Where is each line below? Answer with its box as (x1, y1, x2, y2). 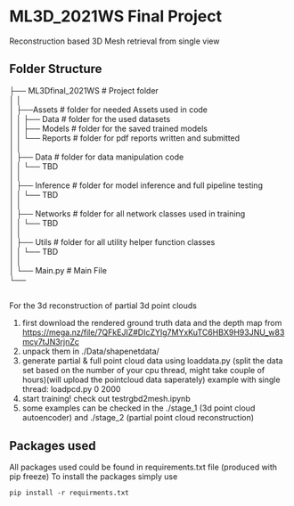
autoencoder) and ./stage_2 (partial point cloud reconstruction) (21, 412, 255, 423)
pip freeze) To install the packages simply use (9, 470, 178, 482)
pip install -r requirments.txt (9, 488, 129, 497)
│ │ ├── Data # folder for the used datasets (9, 113, 171, 124)
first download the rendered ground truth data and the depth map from (21, 318, 282, 329)
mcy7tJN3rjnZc (21, 337, 80, 347)
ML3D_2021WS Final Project (9, 6, 223, 27)
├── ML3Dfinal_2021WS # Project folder (9, 85, 159, 95)
